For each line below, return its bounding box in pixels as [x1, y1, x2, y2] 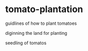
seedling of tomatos [5, 39, 47, 46]
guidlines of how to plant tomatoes [5, 20, 77, 26]
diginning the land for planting [5, 30, 67, 36]
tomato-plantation [5, 4, 83, 15]
